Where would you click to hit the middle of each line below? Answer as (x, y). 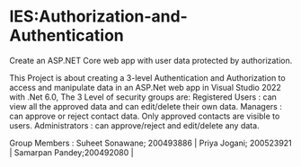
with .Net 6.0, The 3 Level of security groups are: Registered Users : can (143, 97)
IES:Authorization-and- (99, 17)
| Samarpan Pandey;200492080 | (71, 152)
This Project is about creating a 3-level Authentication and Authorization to (147, 77)
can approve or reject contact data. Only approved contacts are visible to (145, 116)
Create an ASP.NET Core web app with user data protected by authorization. (151, 60)
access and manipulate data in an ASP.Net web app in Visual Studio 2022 (145, 87)
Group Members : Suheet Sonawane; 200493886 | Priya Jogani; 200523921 (150, 143)
